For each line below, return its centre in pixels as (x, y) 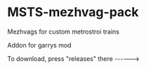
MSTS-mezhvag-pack (73, 12)
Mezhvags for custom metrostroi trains (63, 31)
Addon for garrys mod (39, 45)
